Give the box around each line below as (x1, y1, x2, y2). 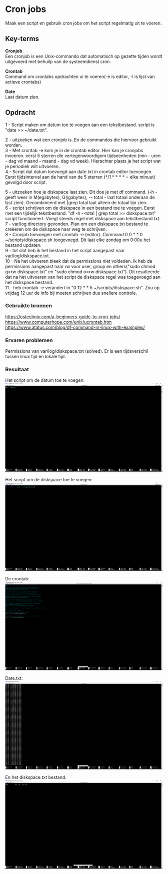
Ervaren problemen (5, 337, 53, 344)
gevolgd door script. (5, 179, 47, 185)
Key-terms (5, 35, 39, 43)
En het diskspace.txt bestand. (5, 774, 66, 780)
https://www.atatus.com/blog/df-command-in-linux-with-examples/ (5, 324, 145, 330)
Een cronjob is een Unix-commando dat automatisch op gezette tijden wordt (5, 53, 162, 59)
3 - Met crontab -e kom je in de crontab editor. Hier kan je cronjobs (5, 147, 143, 153)
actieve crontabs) (5, 79, 41, 85)
